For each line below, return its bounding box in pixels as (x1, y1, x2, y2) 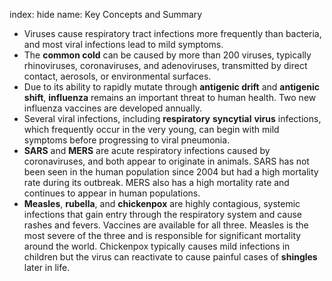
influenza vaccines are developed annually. (23, 102, 203, 114)
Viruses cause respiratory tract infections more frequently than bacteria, (23, 28, 322, 39)
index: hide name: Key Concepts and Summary (9, 9, 203, 20)
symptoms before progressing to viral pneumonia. (23, 134, 231, 146)
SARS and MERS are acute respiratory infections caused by (23, 145, 271, 156)
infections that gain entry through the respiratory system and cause (23, 209, 303, 220)
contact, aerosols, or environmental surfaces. (23, 70, 212, 82)
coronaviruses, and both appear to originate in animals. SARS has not (23, 155, 310, 167)
